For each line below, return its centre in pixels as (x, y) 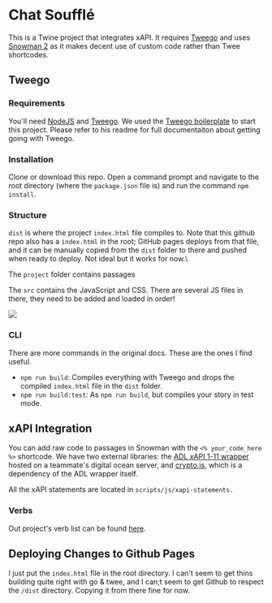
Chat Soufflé (52, 15)
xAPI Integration (50, 428)
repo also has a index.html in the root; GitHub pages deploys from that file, (134, 242)
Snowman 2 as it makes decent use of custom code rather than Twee (125, 45)
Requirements (37, 103)
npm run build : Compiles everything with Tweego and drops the (127, 377)
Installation (31, 159)
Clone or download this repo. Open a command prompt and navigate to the (134, 177)
